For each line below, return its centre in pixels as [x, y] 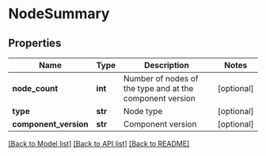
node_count [35, 88]
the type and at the [158, 88]
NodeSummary [59, 14]
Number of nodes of [161, 78]
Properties [35, 43]
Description [167, 65]
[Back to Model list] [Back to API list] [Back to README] [99, 144]
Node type [143, 111]
